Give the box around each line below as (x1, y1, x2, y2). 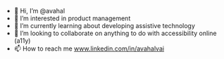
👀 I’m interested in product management (13, 14, 131, 22)
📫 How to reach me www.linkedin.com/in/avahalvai (13, 44, 164, 53)
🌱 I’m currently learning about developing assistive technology (13, 22, 196, 29)
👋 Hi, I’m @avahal (13, 7, 66, 15)
